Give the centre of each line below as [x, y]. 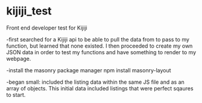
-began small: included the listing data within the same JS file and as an [96, 82]
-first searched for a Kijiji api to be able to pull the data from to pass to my [98, 39]
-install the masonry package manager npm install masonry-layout [89, 70]
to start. [16, 95]
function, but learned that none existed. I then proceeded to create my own [99, 46]
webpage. [19, 58]
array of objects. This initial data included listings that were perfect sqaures [100, 88]
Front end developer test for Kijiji [47, 28]
